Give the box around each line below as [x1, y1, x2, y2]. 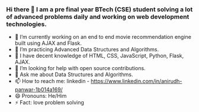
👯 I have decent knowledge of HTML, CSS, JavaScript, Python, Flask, [14, 52, 184, 60]
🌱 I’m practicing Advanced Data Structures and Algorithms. [14, 46, 159, 53]
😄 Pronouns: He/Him [14, 93, 67, 100]
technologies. [6, 20, 47, 28]
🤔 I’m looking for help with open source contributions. [14, 65, 146, 72]
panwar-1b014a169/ [14, 86, 63, 93]
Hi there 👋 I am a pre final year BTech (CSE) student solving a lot [6, 5, 193, 14]
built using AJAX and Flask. [14, 39, 82, 47]
